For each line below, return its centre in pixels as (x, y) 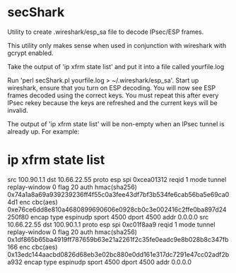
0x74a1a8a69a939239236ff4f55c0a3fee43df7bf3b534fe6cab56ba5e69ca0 (118, 194)
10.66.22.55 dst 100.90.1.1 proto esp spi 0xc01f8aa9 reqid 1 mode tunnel (111, 224)
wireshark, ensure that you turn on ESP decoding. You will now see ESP (112, 87)
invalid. (18, 110)
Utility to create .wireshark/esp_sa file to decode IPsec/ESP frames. (106, 32)
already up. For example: (43, 131)
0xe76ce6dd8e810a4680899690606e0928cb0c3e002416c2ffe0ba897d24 (117, 210)
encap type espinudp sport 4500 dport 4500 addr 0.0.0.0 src (120, 217)
